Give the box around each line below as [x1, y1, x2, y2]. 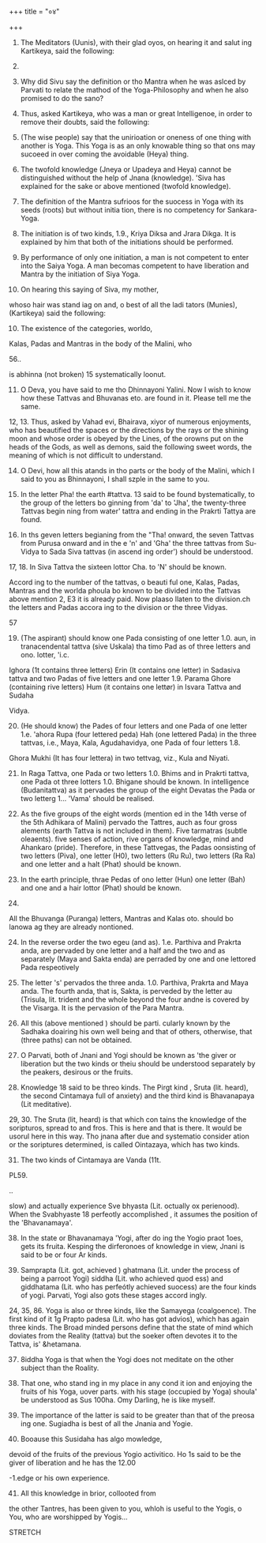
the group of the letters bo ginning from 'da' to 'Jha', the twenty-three [20, 498, 247, 507]
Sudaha [9, 691, 34, 700]
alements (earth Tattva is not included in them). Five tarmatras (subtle [20, 826, 248, 835]
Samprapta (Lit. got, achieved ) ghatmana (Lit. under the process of [20, 1266, 240, 1274]
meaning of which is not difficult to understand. [9, 450, 163, 460]
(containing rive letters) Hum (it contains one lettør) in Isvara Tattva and [9, 683, 242, 691]
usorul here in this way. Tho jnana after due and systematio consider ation [9, 1131, 249, 1141]
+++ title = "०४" [9, 7, 60, 16]
